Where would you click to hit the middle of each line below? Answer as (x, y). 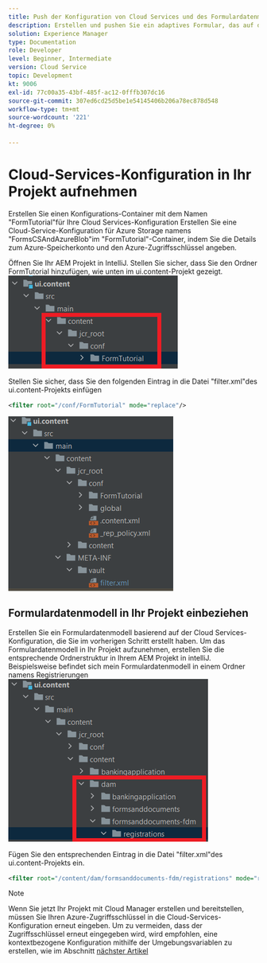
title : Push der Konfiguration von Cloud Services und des (108, 17)
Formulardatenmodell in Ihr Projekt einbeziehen (128, 613)
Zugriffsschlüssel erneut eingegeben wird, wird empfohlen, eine (113, 934)
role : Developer (35, 51)
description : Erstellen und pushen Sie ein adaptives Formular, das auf (131, 25)
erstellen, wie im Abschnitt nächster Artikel (78, 951)
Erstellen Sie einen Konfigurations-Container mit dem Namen (108, 213)
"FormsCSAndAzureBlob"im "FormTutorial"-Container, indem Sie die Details (132, 239)
